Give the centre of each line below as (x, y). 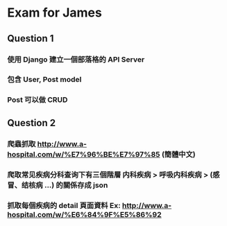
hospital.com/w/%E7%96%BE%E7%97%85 (84, 154)
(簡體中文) (178, 154)
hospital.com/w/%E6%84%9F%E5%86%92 (84, 214)
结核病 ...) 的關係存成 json (65, 185)
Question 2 (32, 123)
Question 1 (31, 38)
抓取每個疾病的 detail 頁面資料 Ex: (64, 205)
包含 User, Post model (44, 80)
